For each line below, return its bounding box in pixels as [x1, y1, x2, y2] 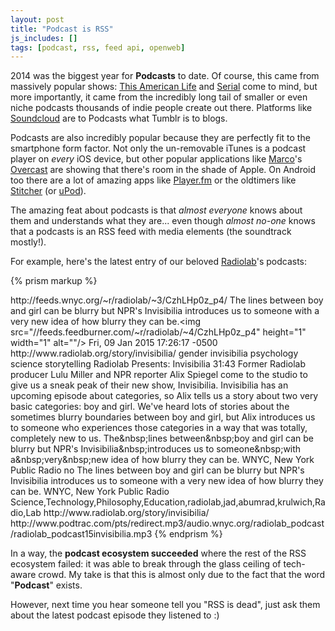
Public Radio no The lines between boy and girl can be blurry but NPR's [10, 464, 305, 476]
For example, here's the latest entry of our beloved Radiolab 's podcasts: [10, 256, 308, 268]
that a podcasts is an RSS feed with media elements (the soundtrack [10, 226, 292, 238]
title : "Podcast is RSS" [10, 24, 114, 34]
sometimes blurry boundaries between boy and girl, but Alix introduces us [10, 411, 316, 423]
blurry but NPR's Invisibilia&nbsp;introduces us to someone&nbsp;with [10, 443, 302, 455]
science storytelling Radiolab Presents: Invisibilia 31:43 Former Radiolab [10, 358, 307, 370]
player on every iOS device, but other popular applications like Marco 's [10, 153, 303, 165]
